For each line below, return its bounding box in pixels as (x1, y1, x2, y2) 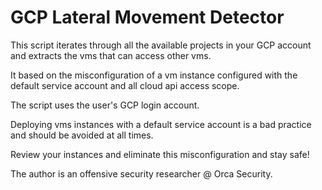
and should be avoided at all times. (10, 129, 154, 141)
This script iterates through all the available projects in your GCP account (10, 39, 312, 51)
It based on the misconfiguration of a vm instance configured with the (10, 69, 298, 81)
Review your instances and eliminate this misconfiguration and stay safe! (10, 148, 310, 160)
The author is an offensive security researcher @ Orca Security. (10, 167, 273, 180)
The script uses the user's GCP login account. (10, 99, 200, 111)
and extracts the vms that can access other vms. (10, 49, 212, 61)
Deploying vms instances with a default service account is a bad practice (10, 118, 312, 130)
